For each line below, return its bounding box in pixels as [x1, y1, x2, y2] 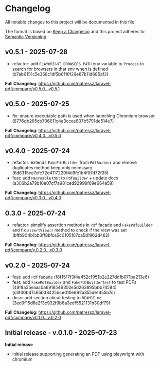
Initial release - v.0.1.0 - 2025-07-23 [5, 328, 117, 337]
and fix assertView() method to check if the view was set [12, 227, 127, 233]
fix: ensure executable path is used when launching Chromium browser [12, 113, 155, 118]
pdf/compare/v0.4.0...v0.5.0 [5, 133, 62, 138]
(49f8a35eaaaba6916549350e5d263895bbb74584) [12, 285, 117, 290]
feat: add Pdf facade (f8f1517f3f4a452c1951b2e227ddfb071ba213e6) [12, 274, 149, 280]
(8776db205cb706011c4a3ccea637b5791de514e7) [12, 118, 114, 124]
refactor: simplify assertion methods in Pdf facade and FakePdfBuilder [12, 222, 153, 228]
